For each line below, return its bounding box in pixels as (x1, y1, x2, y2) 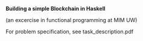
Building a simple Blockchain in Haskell (5, 5, 106, 12)
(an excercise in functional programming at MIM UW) (5, 17, 138, 23)
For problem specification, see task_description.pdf (5, 28, 134, 35)
